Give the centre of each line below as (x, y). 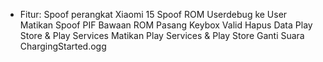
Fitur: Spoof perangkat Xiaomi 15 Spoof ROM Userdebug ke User (153, 14)
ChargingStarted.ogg (63, 46)
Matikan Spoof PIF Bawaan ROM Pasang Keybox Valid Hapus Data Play (166, 25)
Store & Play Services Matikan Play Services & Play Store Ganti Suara (162, 35)
